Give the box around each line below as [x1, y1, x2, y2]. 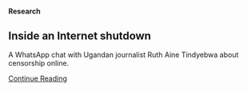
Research [8, 6, 42, 16]
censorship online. [8, 59, 70, 68]
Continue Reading [8, 74, 68, 83]
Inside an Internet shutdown [8, 28, 152, 43]
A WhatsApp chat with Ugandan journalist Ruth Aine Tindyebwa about [8, 50, 239, 59]
